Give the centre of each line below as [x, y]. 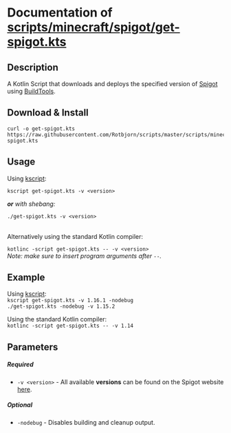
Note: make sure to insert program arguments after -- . [85, 255]
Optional [20, 405]
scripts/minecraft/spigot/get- [93, 27]
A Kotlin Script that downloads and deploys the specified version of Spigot [112, 84]
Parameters [33, 347]
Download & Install [48, 113]
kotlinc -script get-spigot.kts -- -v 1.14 [70, 326]
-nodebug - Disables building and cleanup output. [86, 422]
